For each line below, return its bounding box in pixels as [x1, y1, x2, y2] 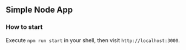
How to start [5, 23, 43, 31]
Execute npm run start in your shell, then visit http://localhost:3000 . [5, 36, 180, 44]
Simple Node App [5, 5, 73, 15]
